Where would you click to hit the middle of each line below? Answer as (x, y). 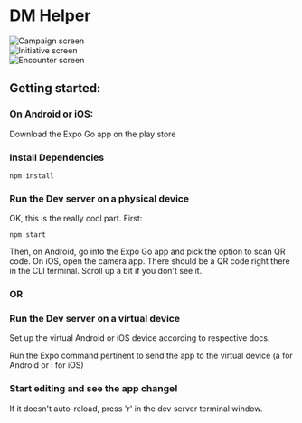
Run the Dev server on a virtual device (95, 319)
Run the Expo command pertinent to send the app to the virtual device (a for (151, 356)
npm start (28, 235)
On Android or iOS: (52, 114)
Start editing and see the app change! (94, 389)
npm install (32, 176)
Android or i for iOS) (47, 365)
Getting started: (55, 88)
